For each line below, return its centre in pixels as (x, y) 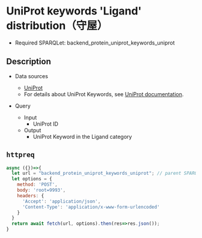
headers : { (31, 196)
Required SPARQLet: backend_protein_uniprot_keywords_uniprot (95, 43)
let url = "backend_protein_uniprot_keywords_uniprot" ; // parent (96, 173)
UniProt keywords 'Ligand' (74, 11)
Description (29, 62)
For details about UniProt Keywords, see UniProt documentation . (104, 94)
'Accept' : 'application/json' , (61, 201)
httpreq (20, 155)
